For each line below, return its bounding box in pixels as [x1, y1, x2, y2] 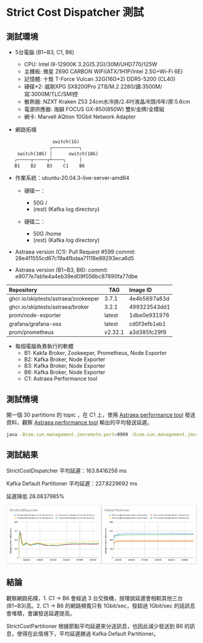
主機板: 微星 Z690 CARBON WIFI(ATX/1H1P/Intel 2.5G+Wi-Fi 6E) [24, 68, 183, 75]
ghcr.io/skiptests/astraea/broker [8, 303, 89, 310]
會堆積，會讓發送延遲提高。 [6, 609, 76, 616]
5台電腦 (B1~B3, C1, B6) [14, 49, 74, 56]
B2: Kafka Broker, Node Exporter [24, 356, 106, 363]
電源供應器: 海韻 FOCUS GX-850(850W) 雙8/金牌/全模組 [24, 106, 165, 112]
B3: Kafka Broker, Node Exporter [24, 362, 106, 369]
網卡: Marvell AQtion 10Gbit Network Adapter [24, 113, 136, 120]
